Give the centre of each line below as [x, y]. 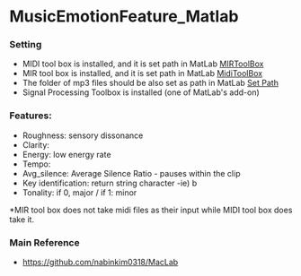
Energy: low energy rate [66, 154]
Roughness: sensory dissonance [83, 135]
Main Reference [44, 242]
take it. [22, 219]
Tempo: [36, 164]
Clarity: [35, 144]
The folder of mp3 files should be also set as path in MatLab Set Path [150, 83]
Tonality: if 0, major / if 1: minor [80, 192]
